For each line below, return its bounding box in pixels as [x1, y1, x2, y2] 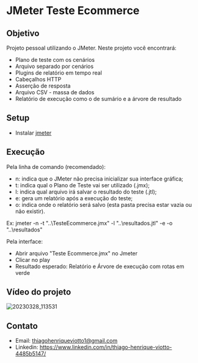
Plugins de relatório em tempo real [15, 69, 102, 77]
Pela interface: [6, 238, 43, 245]
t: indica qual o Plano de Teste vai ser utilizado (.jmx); [15, 181, 150, 189]
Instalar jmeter [15, 129, 52, 137]
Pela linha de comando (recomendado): [6, 163, 106, 170]
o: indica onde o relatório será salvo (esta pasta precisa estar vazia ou [15, 201, 193, 208]
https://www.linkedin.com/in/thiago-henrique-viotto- [39, 343, 172, 351]
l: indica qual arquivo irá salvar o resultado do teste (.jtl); [15, 188, 157, 195]
